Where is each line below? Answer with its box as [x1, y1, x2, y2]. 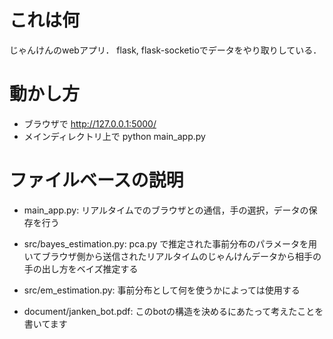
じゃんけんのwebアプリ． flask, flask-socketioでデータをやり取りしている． [9, 44, 322, 56]
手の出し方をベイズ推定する [23, 262, 139, 275]
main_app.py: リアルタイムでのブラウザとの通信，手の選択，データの [23, 204, 309, 216]
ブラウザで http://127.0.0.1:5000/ [23, 117, 157, 130]
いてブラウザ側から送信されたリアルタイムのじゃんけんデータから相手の [23, 250, 322, 262]
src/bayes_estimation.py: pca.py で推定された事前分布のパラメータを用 [23, 237, 317, 250]
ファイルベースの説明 [9, 169, 184, 192]
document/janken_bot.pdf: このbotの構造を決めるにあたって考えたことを [23, 305, 324, 317]
